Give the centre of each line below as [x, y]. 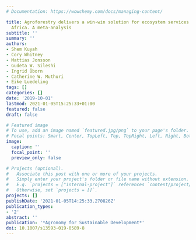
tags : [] [17, 88]
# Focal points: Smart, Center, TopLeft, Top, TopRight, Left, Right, [94, 136]
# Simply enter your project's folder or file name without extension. [98, 179]
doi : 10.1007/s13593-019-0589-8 [45, 228]
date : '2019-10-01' [30, 98]
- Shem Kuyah [22, 49]
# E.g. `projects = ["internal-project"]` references [75, 185]
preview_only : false [36, 158]
